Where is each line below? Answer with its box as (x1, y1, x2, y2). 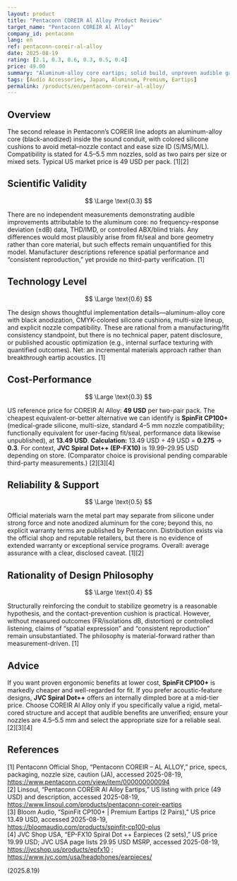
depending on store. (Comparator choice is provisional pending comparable (7, 451, 228, 460)
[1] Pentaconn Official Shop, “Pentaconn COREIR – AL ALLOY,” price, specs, (7, 762, 228, 771)
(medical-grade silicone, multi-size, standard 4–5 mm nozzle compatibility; (7, 421, 225, 429)
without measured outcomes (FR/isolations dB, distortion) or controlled (7, 617, 214, 625)
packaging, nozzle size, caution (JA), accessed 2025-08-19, (7, 770, 183, 779)
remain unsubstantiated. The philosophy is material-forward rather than (7, 632, 215, 640)
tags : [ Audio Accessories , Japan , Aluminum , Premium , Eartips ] (7, 76, 197, 83)
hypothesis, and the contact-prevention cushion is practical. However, (7, 609, 212, 618)
